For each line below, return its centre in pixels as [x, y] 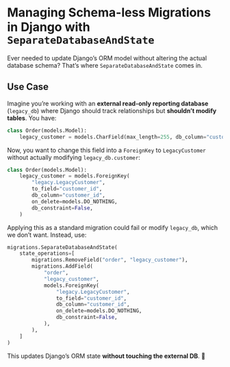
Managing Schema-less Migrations [109, 13]
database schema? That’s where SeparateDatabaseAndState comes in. [105, 65]
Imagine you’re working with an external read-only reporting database [108, 103]
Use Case [28, 87]
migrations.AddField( [63, 266]
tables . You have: [32, 118]
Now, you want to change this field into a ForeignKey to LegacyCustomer [107, 150]
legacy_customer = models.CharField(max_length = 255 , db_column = [113, 137]
